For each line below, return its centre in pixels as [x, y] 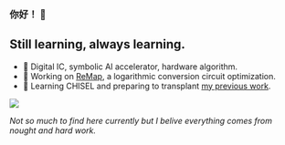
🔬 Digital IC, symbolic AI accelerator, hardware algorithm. [130, 67]
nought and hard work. [53, 130]
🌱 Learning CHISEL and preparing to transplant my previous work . [147, 86]
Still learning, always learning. [97, 44]
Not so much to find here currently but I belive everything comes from [141, 120]
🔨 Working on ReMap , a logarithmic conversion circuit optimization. [149, 76]
